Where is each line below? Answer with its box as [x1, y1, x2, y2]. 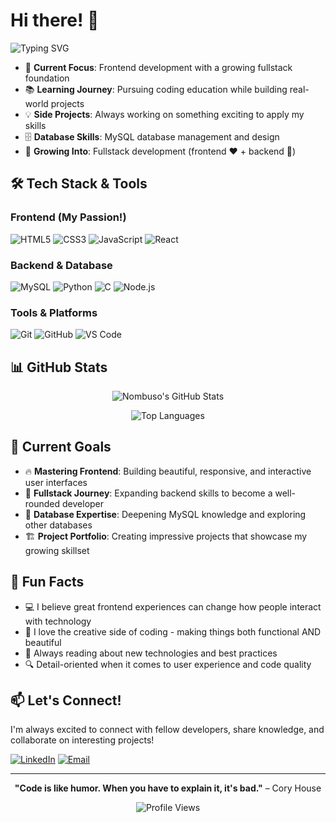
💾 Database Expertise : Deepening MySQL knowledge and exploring [24, 508, 307, 520]
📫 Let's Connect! [10, 692, 122, 709]
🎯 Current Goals [10, 439, 112, 456]
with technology [24, 615, 92, 627]
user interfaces [24, 476, 88, 488]
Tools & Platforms [10, 305, 98, 319]
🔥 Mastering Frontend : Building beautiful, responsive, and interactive [24, 465, 312, 477]
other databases [24, 519, 93, 531]
